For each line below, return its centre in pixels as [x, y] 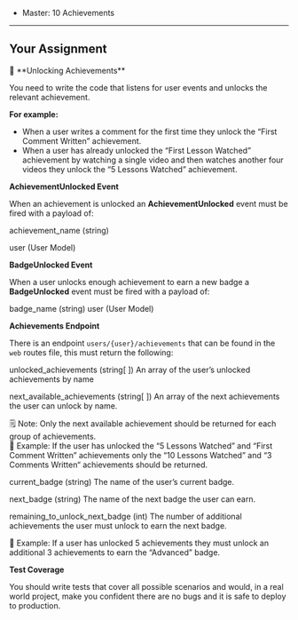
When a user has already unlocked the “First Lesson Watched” [136, 150]
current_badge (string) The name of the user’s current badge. [122, 481]
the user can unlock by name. [63, 405]
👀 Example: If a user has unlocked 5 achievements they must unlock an [139, 543]
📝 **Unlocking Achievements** [67, 70]
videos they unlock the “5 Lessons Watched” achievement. [129, 169]
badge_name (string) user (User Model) [82, 308]
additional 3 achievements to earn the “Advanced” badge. [114, 552]
